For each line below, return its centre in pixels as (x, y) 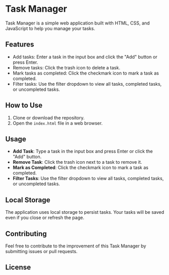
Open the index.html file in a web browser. (58, 123)
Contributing (26, 233)
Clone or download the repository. (49, 117)
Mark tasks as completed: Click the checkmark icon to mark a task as (86, 73)
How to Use (24, 105)
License (18, 268)
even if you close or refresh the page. (45, 218)
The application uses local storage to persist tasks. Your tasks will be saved (85, 212)
